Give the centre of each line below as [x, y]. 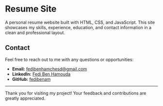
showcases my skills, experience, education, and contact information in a [78, 27]
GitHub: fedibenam [31, 79]
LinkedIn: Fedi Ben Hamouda [41, 74]
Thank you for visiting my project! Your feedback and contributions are [76, 93]
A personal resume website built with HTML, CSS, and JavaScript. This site [80, 22]
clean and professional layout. [35, 32]
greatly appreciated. [25, 98]
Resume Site [31, 9]
